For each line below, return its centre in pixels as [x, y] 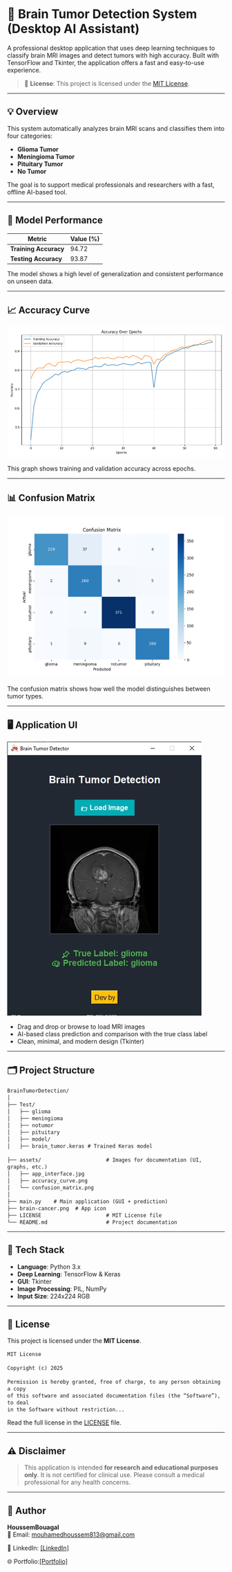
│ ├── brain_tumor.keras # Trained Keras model [80, 1146]
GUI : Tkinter [34, 1281]
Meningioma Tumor [46, 156]
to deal [18, 1403]
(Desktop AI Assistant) [74, 29]
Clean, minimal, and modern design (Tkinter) [81, 1041]
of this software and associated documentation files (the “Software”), [114, 1396]
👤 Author [27, 1511]
